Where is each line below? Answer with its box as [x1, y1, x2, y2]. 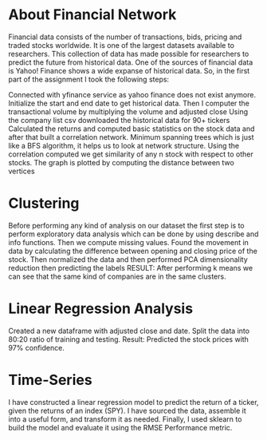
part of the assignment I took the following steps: [8, 74, 170, 84]
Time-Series [8, 371, 93, 389]
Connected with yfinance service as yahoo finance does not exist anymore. [8, 89, 257, 99]
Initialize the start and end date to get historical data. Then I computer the [8, 98, 249, 108]
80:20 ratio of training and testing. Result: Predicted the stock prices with [8, 334, 249, 344]
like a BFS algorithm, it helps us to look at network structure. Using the [8, 141, 240, 150]
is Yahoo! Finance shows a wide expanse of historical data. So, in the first [8, 65, 250, 75]
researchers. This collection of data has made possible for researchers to [8, 49, 249, 58]
